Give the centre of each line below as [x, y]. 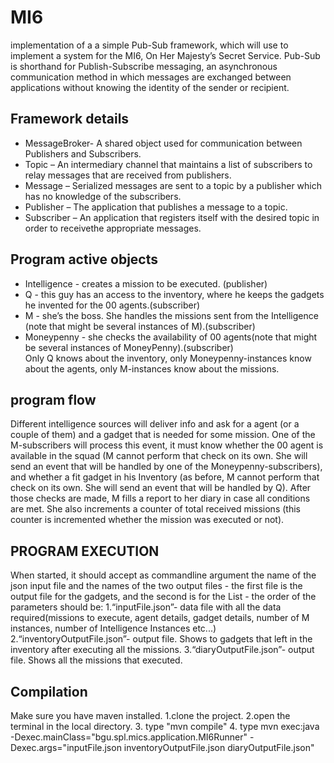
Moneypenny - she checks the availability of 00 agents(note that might [171, 337]
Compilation [49, 691]
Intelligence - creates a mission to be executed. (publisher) [146, 283]
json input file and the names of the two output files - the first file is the [156, 586]
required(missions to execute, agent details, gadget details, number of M [160, 618]
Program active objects [84, 259]
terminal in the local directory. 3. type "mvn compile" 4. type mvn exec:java [165, 726]
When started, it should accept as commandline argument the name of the [163, 575]
